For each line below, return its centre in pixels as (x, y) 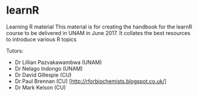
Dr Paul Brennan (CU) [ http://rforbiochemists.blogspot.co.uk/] (90, 81)
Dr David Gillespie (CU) (43, 75)
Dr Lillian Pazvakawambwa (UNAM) (58, 62)
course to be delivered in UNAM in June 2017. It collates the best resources (98, 33)
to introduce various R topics (41, 39)
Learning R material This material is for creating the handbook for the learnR (99, 27)
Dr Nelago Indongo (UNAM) (49, 68)
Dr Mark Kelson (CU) (40, 87)
